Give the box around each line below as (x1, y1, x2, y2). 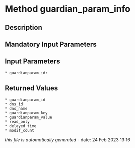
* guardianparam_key (5, 110, 48, 115)
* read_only (5, 119, 30, 124)
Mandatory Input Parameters (5, 40, 97, 48)
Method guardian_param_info (5, 3, 131, 15)
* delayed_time (5, 123, 37, 128)
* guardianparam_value (5, 115, 52, 120)
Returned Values (5, 84, 58, 93)
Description (5, 23, 42, 32)
